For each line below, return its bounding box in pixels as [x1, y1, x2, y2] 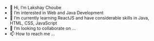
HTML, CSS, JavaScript [9, 20, 58, 26]
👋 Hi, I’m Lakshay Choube [9, 5, 62, 10]
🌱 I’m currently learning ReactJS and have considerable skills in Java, [9, 15, 150, 20]
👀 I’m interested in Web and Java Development [9, 10, 104, 16]
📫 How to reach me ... [9, 31, 55, 37]
